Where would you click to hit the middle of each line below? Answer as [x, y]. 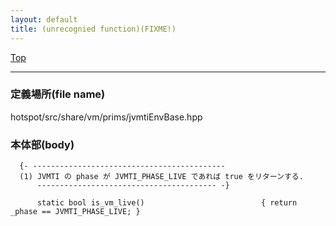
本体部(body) [42, 144]
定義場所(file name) [58, 94]
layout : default [44, 19]
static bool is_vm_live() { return [167, 203]
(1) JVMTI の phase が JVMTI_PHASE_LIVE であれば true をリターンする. [161, 177]
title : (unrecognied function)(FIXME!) [93, 29]
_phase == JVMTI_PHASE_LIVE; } [75, 212]
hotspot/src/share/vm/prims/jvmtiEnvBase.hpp [106, 117]
